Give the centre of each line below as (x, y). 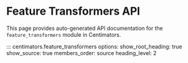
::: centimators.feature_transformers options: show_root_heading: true (94, 46)
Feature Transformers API (73, 11)
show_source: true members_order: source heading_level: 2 (81, 53)
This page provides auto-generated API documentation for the (85, 28)
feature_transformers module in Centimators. (64, 34)
